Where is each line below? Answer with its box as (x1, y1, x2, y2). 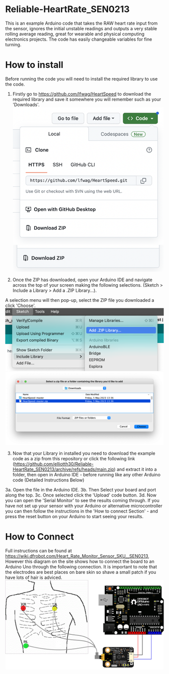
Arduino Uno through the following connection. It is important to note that (5, 563, 157, 569)
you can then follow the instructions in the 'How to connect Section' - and (5, 508, 158, 514)
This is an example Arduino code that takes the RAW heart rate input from (5, 20, 158, 26)
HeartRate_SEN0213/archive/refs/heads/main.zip (12, 466, 114, 472)
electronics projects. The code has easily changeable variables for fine (5, 36, 152, 42)
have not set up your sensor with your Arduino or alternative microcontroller (5, 502, 162, 509)
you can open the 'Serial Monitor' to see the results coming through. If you (5, 497, 159, 503)
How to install (5, 59, 64, 71)
